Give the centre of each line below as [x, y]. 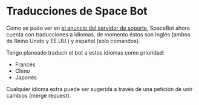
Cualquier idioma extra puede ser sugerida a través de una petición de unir [99, 89]
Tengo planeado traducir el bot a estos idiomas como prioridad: [85, 52]
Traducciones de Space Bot [77, 11]
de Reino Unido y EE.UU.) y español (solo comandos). [73, 41]
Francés [25, 64]
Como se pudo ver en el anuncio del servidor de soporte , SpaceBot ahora [98, 28]
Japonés [26, 77]
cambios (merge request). [39, 95]
